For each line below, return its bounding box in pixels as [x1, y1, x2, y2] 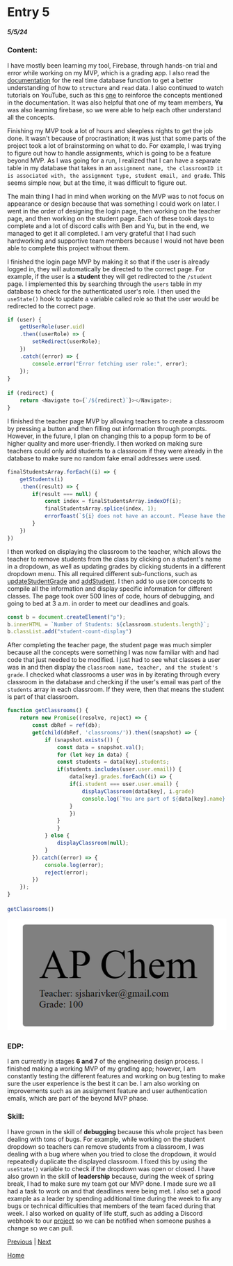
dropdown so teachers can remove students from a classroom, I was [7, 1142, 204, 1151]
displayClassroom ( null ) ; [56, 840, 129, 847]
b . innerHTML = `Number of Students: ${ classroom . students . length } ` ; [7, 621, 210, 628]
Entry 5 [7, 4, 50, 20]
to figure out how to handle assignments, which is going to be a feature [7, 149, 211, 157]
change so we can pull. [7, 1223, 74, 1232]
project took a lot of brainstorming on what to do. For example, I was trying [7, 141, 222, 150]
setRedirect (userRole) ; [32, 338, 101, 345]
